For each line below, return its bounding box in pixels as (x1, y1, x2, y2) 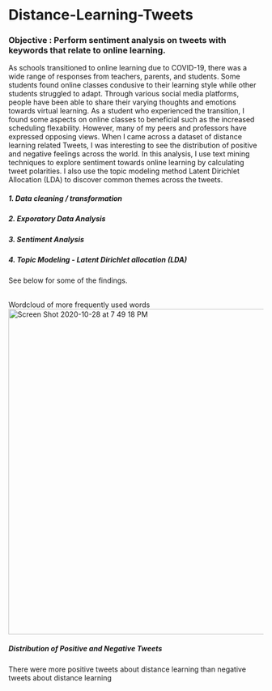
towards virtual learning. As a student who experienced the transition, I (8, 106, 245, 116)
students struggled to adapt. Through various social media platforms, (8, 89, 240, 99)
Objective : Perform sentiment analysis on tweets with (8, 35, 227, 46)
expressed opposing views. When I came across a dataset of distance (8, 132, 243, 142)
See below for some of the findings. (8, 275, 128, 285)
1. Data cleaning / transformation (8, 194, 123, 203)
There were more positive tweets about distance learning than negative (8, 664, 247, 674)
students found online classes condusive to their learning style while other (8, 80, 257, 90)
